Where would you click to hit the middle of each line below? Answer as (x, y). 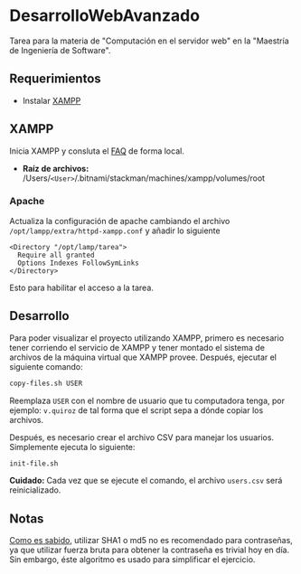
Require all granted (56, 255)
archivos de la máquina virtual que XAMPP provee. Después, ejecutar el (143, 357)
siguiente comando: (46, 366)
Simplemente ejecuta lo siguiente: (72, 447)
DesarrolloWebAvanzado (105, 16)
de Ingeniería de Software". (60, 50)
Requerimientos (55, 79)
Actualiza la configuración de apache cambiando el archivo (120, 221)
